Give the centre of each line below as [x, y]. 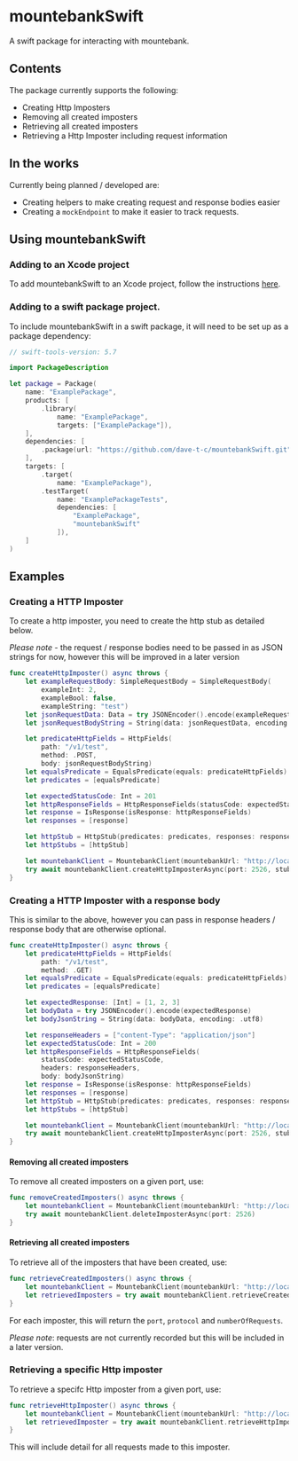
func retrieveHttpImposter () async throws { [93, 1405]
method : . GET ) [67, 970]
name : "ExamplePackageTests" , [112, 499]
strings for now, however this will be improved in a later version [125, 657]
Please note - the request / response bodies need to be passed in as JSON [146, 648]
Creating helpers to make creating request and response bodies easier [151, 202]
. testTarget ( [65, 491]
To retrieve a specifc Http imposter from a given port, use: [115, 1389]
